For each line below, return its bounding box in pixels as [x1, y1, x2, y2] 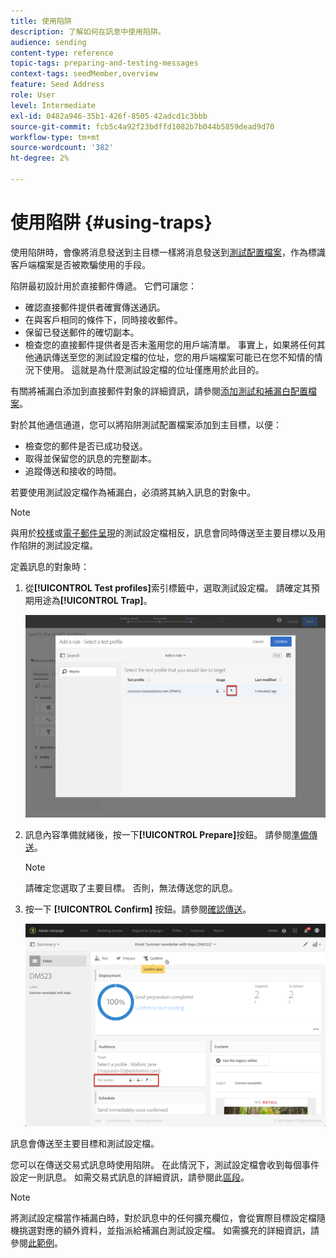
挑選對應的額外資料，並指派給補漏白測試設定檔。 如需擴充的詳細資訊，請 [18, 1224, 320, 1236]
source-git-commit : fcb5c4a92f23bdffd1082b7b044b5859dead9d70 [10, 121, 275, 132]
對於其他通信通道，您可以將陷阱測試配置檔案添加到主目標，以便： [10, 418, 282, 430]
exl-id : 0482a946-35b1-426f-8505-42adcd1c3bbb [10, 111, 208, 121]
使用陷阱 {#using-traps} [10, 211, 213, 234]
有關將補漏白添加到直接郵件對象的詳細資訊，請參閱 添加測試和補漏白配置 [10, 385, 308, 397]
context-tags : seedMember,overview [10, 69, 159, 79]
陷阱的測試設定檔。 [18, 539, 98, 551]
